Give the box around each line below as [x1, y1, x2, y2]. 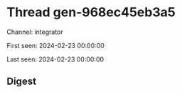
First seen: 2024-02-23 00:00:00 [6, 41, 105, 49]
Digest [6, 76, 37, 88]
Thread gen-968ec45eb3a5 [6, 4, 176, 20]
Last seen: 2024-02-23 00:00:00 [6, 54, 105, 64]
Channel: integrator [6, 28, 63, 36]
